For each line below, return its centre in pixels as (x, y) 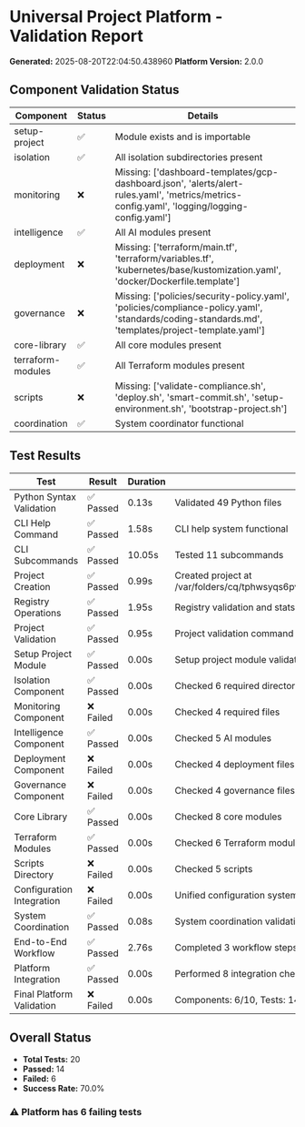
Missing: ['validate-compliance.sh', (190, 386)
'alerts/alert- (216, 183)
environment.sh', (151, 409)
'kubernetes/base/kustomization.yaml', (198, 269)
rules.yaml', (140, 195)
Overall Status (50, 1037)
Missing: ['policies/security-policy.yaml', (202, 296)
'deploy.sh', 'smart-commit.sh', (182, 397)
